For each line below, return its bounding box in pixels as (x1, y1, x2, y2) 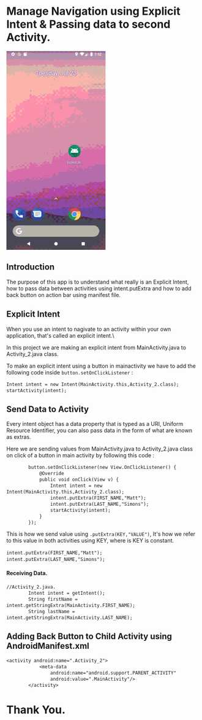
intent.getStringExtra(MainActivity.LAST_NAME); (6, 614, 133, 621)
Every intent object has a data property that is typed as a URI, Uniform (6, 420, 184, 428)
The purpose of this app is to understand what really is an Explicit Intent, (6, 278, 189, 285)
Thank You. (6, 703, 66, 716)
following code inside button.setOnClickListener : (6, 368, 133, 376)
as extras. (6, 433, 32, 441)
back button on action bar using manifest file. (6, 291, 121, 298)
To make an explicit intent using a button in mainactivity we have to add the (6, 362, 196, 370)
